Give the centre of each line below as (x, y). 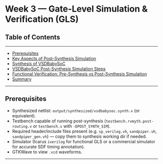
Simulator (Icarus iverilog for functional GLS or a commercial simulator (83, 141)
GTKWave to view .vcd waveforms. (47, 152)
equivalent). (24, 115)
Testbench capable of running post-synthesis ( (59, 121)
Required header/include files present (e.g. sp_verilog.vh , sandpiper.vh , (84, 131)
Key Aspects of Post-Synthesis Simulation (54, 58)
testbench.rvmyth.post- (130, 121)
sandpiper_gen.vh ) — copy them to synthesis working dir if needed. (79, 136)
